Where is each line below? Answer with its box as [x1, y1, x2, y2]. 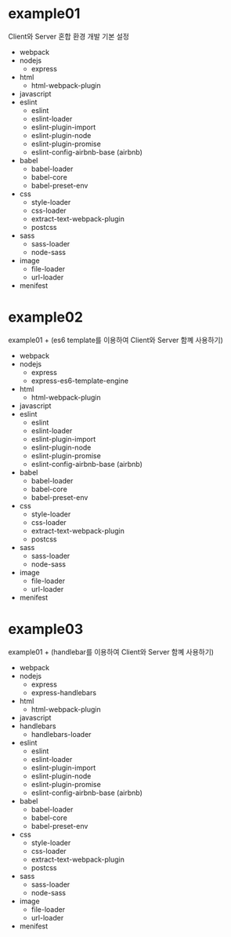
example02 [8, 308, 84, 326]
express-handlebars [31, 687, 96, 697]
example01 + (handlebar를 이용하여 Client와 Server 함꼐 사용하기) [8, 647, 214, 656]
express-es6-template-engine [31, 376, 129, 385]
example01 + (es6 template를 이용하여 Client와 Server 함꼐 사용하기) [8, 335, 223, 345]
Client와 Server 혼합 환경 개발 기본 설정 [8, 31, 129, 41]
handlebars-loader [31, 729, 92, 738]
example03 [8, 621, 84, 638]
